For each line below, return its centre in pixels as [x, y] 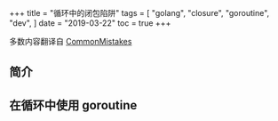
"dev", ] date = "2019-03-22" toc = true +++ [90, 23]
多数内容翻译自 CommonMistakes [71, 41]
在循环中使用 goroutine [73, 105]
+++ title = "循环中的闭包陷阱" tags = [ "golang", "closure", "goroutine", [139, 13]
